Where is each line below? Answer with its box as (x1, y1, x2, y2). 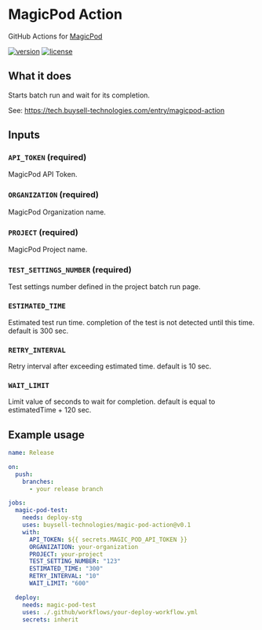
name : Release (8, 449, 55, 457)
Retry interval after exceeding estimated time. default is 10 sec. (8, 361, 212, 371)
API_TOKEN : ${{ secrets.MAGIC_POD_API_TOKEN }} (28, 536, 188, 544)
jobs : (8, 499, 26, 507)
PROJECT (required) (8, 226, 78, 237)
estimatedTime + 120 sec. (8, 405, 92, 415)
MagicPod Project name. (8, 245, 88, 255)
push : (15, 470, 34, 478)
